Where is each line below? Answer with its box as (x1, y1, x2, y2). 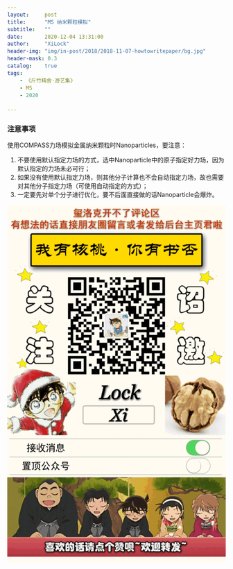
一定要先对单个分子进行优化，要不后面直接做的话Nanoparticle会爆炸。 (17, 191, 218, 199)
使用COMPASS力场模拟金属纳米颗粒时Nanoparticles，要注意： (7, 141, 187, 149)
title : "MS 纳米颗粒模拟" (7, 18, 92, 26)
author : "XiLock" (7, 40, 70, 48)
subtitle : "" (7, 26, 51, 33)
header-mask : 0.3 (7, 56, 58, 62)
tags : (7, 69, 23, 76)
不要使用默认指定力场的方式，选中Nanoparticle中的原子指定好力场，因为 (17, 156, 225, 164)
